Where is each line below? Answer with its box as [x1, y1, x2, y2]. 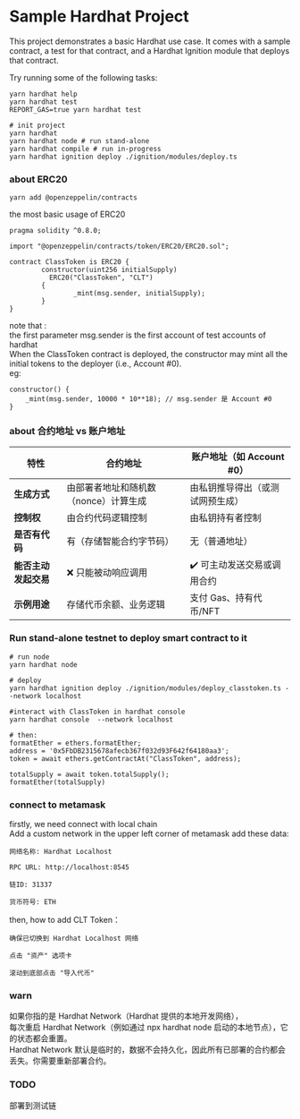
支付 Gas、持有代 [189, 591, 263, 603]
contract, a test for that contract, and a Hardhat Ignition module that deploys [9, 45, 290, 56]
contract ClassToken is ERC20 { [9, 258, 129, 267]
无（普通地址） [189, 534, 253, 547]
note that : [9, 320, 47, 331]
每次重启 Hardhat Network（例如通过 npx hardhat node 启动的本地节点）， [9, 1022, 281, 1033]
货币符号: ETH [9, 898, 56, 907]
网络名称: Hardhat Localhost [9, 848, 112, 857]
